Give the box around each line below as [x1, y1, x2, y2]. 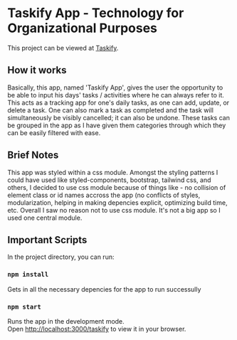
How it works [7, 64, 67, 76]
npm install [7, 270, 49, 279]
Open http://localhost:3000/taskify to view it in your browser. [7, 324, 186, 333]
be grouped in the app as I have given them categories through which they [7, 121, 226, 129]
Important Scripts [7, 233, 88, 246]
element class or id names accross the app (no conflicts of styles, [7, 191, 201, 199]
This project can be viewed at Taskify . [7, 43, 119, 52]
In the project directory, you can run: [7, 253, 115, 261]
